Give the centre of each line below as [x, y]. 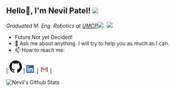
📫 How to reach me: [40, 50]
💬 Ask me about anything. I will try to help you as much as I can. [92, 43]
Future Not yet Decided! [43, 37]
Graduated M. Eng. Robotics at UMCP [52, 26]
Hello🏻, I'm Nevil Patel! [48, 11]
